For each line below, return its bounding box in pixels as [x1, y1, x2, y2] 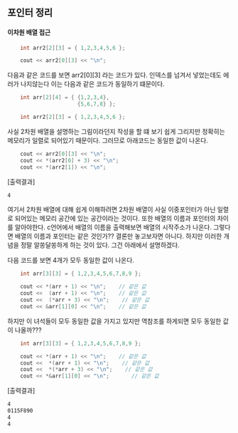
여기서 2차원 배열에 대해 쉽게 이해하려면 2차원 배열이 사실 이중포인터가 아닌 [7, 205, 216, 214]
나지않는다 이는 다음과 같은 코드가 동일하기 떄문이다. [20, 80, 165, 88]
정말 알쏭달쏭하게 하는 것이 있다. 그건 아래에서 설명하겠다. [20, 241, 180, 249]
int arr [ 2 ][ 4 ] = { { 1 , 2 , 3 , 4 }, [20, 94, 110, 101]
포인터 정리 [7, 6, 53, 19]
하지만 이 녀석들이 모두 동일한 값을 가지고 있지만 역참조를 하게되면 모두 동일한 [7, 316, 222, 325]
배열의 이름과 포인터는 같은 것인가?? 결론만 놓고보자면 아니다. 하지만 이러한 [14, 232, 222, 241]
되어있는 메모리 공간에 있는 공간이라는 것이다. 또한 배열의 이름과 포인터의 [14, 214, 216, 223]
